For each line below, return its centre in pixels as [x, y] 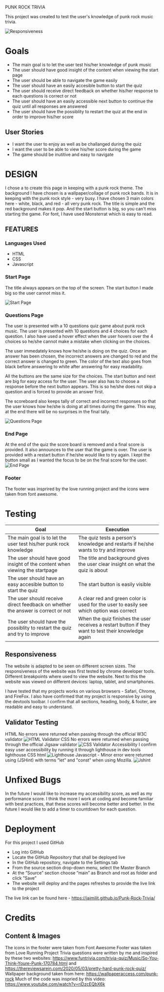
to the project [26, 889]
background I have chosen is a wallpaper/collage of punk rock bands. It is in [82, 193]
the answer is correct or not [39, 610]
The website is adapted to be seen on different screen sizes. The [70, 666]
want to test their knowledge [111, 631]
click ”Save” [24, 878]
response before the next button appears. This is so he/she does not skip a [81, 386]
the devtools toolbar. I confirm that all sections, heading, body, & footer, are [81, 702]
